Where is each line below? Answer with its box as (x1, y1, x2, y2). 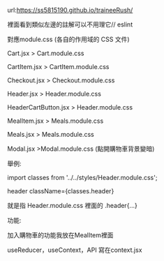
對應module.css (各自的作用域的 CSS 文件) (7, 35, 131, 43)
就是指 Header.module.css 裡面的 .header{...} (7, 202, 137, 209)
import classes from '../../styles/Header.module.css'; (7, 174, 158, 181)
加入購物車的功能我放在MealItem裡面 (7, 231, 114, 239)
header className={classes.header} (7, 187, 114, 195)
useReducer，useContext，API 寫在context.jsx (7, 246, 142, 254)
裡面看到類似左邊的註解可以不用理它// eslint (7, 20, 133, 29)
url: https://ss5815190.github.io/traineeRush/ (7, 6, 133, 14)
